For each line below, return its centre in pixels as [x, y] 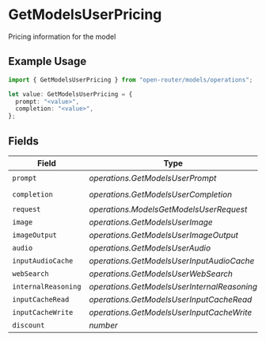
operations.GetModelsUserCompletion [161, 194]
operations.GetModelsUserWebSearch [161, 274]
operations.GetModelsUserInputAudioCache [172, 261]
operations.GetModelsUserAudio [150, 247]
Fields [24, 141]
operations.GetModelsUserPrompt [153, 178]
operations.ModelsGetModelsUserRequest [168, 209]
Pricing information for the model [62, 36]
